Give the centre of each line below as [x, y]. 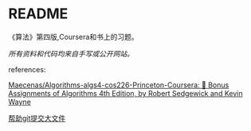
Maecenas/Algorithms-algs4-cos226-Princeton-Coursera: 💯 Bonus [119, 85]
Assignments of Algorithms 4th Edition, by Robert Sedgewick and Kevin [125, 93]
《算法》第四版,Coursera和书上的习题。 [73, 37]
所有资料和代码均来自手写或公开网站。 [71, 53]
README [38, 14]
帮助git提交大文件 [37, 118]
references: [27, 69]
